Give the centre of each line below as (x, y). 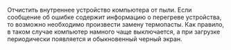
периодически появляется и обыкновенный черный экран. (95, 39)
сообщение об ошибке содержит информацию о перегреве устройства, (114, 17)
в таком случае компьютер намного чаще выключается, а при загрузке (114, 32)
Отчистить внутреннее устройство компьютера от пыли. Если (100, 10)
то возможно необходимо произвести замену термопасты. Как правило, (115, 24)
